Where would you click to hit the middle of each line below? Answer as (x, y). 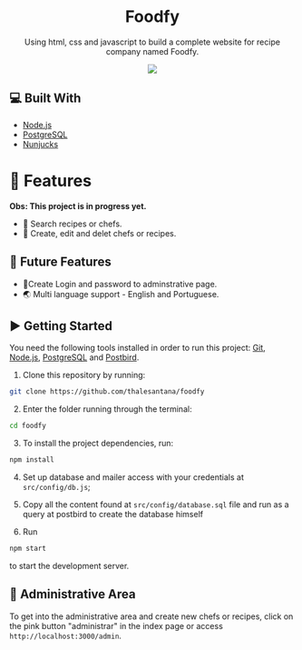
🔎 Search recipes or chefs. (72, 224)
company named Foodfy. (152, 51)
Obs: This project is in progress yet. (78, 205)
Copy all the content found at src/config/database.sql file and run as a (156, 504)
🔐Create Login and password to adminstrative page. (120, 284)
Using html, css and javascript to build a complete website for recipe (152, 42)
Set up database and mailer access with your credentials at (133, 477)
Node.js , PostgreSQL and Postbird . (74, 357)
